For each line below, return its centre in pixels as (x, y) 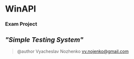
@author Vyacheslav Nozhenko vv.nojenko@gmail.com (73, 51)
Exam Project (21, 24)
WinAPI (21, 9)
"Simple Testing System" (45, 40)
